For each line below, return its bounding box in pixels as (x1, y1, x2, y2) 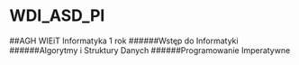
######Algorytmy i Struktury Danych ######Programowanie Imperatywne (9, 44, 291, 55)
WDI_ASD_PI (9, 5, 105, 26)
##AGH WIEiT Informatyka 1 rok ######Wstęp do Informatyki (9, 35, 239, 46)
